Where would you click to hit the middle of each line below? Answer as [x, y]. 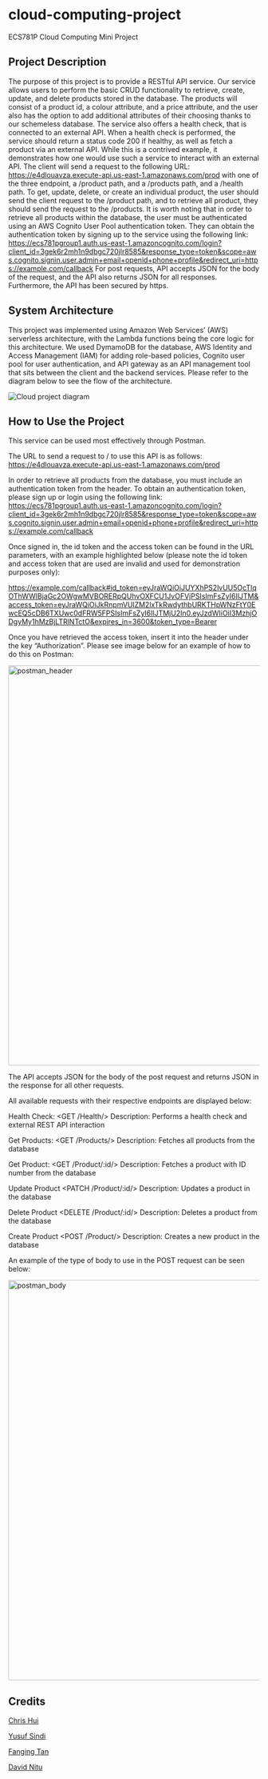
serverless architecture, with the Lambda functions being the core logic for [131, 339]
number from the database [52, 1173]
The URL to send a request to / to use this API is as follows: [105, 456]
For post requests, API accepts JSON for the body [177, 268]
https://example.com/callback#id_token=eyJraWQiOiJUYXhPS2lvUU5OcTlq [132, 588]
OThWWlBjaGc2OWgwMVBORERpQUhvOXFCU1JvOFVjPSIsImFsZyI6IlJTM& [134, 596]
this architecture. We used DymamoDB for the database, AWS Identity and [130, 347]
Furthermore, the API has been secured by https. [89, 285]
